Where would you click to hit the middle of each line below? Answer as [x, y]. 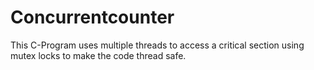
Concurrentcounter [92, 17]
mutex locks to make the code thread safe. [98, 55]
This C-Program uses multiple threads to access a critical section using [157, 45]
